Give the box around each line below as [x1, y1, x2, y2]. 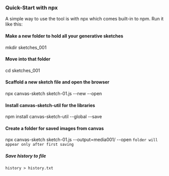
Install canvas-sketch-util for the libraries [5, 102, 95, 108]
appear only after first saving [5, 142, 74, 147]
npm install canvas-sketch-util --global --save [5, 114, 102, 120]
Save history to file [5, 152, 46, 159]
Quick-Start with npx [5, 4, 58, 11]
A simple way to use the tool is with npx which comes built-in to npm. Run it [5, 16, 164, 22]
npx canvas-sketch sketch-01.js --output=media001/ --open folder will [5, 137, 158, 143]
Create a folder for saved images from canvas [5, 125, 104, 131]
